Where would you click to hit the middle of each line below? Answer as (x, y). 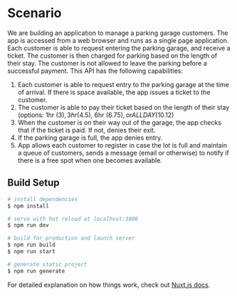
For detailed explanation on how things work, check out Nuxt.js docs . (109, 285)
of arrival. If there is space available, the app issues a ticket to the (114, 92)
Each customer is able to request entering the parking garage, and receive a (119, 48)
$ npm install (28, 206)
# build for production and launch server (71, 238)
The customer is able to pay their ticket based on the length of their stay (123, 107)
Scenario (35, 13)
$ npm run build (31, 245)
